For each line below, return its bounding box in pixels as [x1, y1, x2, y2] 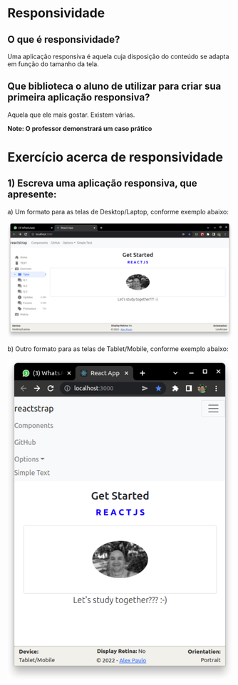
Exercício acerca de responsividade [7, 150, 223, 165]
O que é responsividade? [7, 33, 120, 46]
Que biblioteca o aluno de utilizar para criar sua [7, 80, 222, 93]
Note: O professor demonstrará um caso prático [7, 124, 152, 132]
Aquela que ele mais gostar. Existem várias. [7, 110, 135, 119]
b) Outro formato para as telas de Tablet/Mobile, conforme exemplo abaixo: [7, 344, 229, 353]
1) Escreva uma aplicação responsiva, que [7, 177, 197, 189]
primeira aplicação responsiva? [7, 91, 150, 104]
